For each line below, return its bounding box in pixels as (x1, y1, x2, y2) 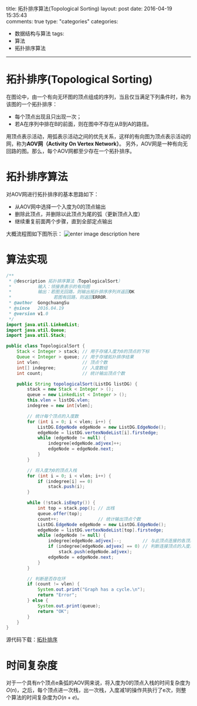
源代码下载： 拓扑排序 (6, 636, 57, 643)
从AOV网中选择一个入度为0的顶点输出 (14, 203, 106, 210)
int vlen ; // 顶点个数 (16, 359, 108, 365)
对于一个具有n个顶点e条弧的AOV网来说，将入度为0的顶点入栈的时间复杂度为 (6, 679, 191, 687)
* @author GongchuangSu (8, 300, 69, 306)
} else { (27, 598, 49, 603)
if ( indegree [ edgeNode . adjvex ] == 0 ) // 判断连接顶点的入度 (47, 544, 190, 550)
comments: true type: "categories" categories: (6, 18, 118, 25)
